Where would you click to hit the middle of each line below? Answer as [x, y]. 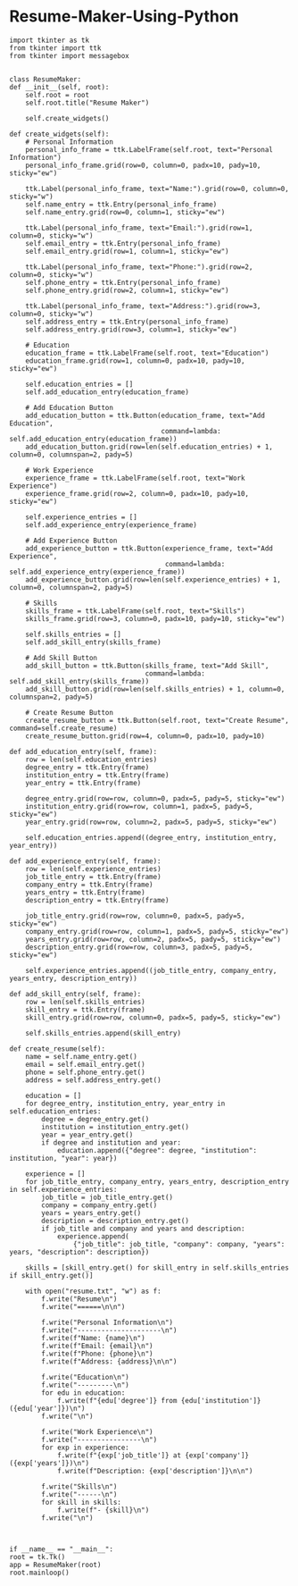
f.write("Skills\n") [79, 1486]
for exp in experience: [85, 1448]
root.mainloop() [39, 1573]
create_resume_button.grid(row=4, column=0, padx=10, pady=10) [145, 736]
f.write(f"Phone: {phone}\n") [97, 1354]
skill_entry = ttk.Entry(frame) [85, 1010]
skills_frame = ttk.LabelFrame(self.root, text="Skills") [135, 611]
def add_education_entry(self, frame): [83, 751]
